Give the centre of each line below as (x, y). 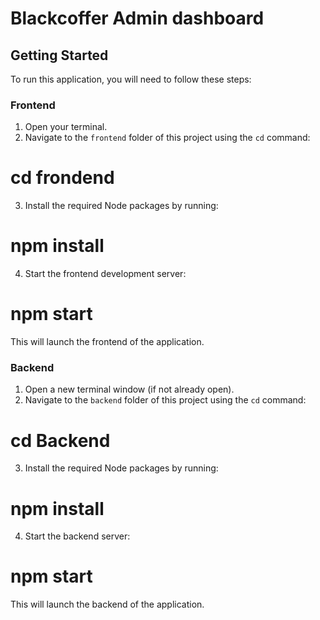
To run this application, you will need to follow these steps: (131, 79)
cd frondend (62, 178)
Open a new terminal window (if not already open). (129, 389)
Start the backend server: (77, 536)
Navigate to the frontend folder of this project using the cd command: (167, 138)
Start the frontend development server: (105, 274)
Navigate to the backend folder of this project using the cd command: (165, 400)
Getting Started (59, 55)
